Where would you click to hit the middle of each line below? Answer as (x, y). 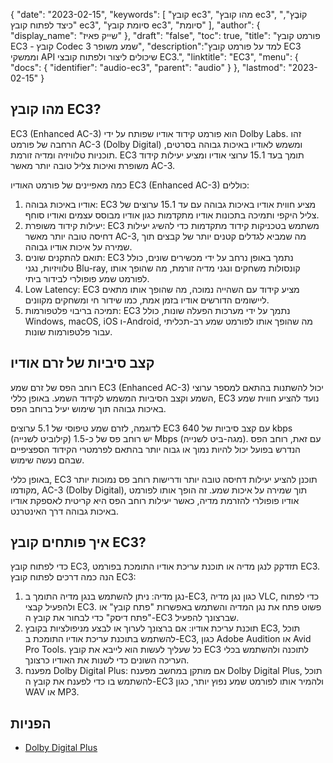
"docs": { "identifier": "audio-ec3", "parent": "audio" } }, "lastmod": (148, 67)
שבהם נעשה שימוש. (47, 460)
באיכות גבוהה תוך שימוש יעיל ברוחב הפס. (88, 408)
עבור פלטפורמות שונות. (68, 331)
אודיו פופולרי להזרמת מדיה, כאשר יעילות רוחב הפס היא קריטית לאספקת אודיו (155, 500)
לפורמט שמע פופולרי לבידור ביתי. (87, 278)
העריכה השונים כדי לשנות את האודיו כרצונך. (107, 660)
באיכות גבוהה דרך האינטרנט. (64, 511)
